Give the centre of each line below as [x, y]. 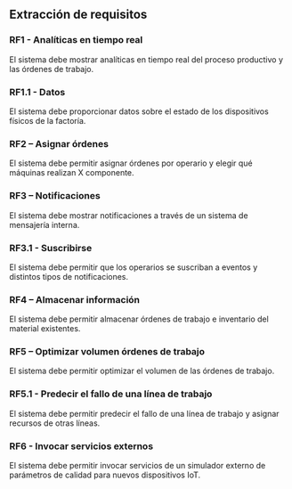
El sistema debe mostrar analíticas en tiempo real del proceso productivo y [146, 59]
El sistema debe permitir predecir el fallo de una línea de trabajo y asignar [144, 413]
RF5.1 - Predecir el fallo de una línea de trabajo [111, 394]
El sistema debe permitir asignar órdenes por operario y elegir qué [131, 163]
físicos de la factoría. [48, 120]
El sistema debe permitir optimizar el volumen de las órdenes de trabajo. [142, 371]
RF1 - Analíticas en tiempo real [76, 40]
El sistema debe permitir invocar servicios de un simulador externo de [138, 466]
